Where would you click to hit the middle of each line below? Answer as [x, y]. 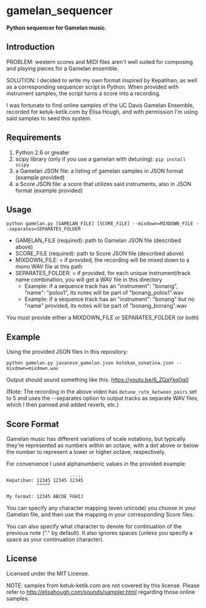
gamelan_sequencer [59, 11]
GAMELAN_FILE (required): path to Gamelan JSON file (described [98, 241]
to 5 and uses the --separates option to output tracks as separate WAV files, [103, 398]
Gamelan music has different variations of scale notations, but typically [96, 439]
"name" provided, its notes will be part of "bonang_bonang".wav [105, 306]
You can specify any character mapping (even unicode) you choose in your [101, 508]
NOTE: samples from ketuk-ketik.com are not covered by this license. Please [103, 585]
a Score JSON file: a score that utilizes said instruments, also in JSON [103, 184]
